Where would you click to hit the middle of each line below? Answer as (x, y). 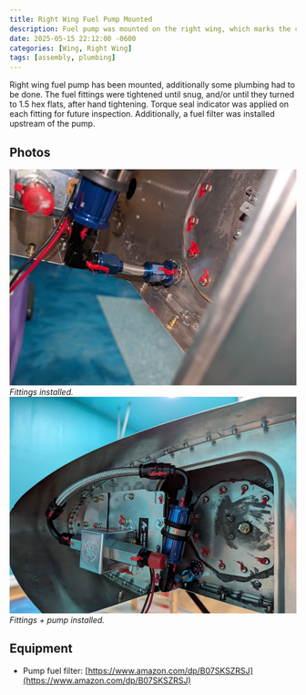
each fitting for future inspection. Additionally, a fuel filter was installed (142, 114)
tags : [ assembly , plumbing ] (63, 58)
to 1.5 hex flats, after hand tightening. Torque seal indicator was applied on (149, 104)
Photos (30, 152)
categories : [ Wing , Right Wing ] (71, 48)
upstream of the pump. (52, 124)
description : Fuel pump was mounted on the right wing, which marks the (150, 29)
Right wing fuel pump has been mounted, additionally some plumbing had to (153, 85)
